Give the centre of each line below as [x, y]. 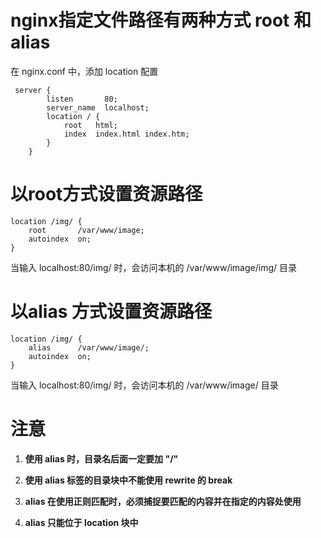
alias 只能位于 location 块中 [81, 522]
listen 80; [82, 99]
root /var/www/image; [86, 230]
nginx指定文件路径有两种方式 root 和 [161, 20]
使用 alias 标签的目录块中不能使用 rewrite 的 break [128, 480]
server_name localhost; [98, 107]
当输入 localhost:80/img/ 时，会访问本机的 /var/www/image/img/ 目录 [153, 267]
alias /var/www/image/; [89, 347]
